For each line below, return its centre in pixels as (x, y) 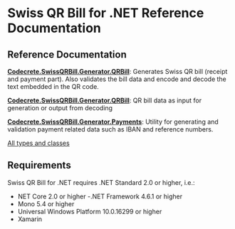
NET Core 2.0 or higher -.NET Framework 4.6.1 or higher (100, 196)
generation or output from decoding (60, 108)
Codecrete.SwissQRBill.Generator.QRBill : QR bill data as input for (104, 100)
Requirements (39, 165)
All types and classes (38, 143)
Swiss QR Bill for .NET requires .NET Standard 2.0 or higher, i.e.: (101, 182)
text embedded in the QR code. (53, 86)
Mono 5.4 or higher (46, 203)
